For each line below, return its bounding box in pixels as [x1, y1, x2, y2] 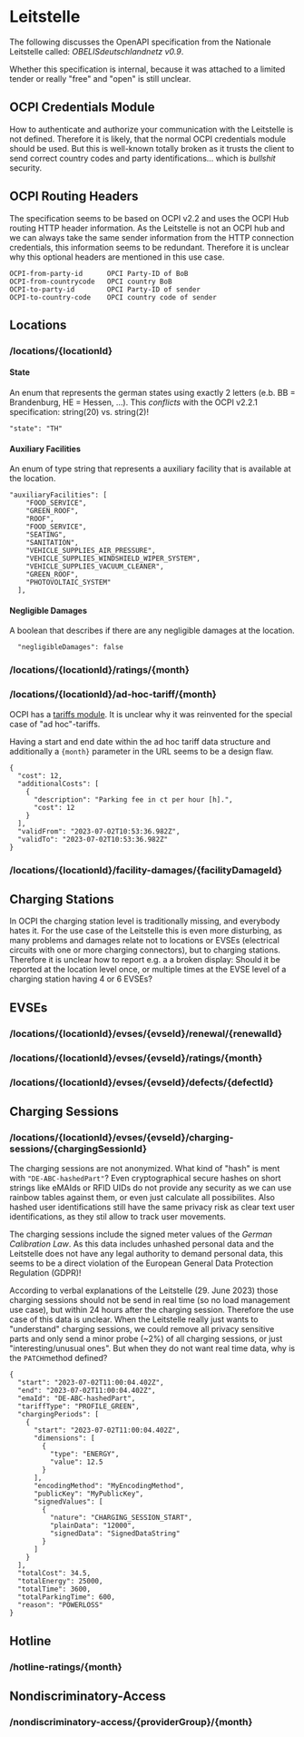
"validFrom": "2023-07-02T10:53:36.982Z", [17, 826, 181, 836]
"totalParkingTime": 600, [17, 1593, 116, 1602]
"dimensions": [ [33, 1434, 95, 1443]
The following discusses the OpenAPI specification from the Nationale [9, 36, 271, 47]
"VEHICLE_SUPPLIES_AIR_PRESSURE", [25, 547, 156, 556]
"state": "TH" [9, 424, 64, 433]
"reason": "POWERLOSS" [17, 1601, 103, 1610]
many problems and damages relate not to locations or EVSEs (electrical [9, 935, 279, 946]
